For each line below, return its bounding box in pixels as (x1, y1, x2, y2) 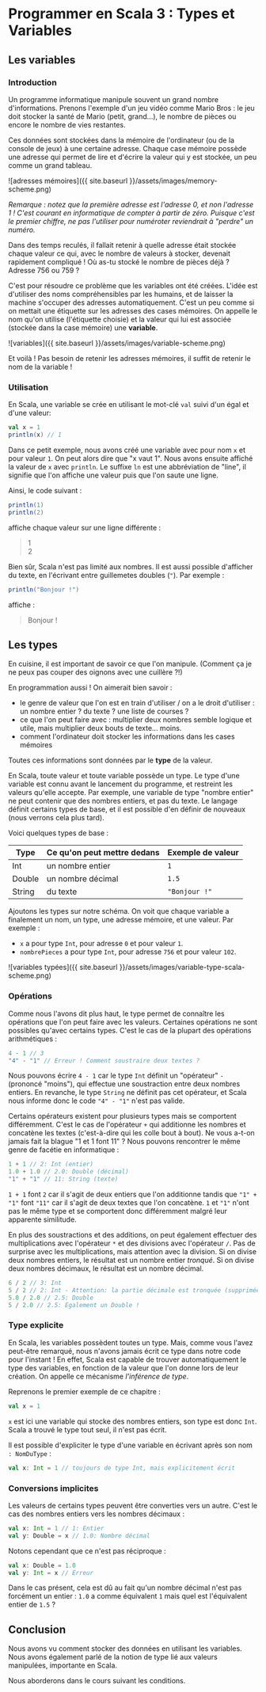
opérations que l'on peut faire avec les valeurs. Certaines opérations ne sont (8, 1017, 258, 1026)
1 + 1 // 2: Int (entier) (8, 1161, 93, 1169)
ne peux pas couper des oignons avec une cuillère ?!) (8, 667, 184, 677)
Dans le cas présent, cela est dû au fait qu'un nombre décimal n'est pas (8, 1583, 242, 1592)
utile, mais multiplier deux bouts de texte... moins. (19, 724, 182, 733)
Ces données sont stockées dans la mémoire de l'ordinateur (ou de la (8, 135, 235, 145)
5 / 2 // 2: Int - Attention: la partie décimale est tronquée (8, 1286, 222, 1295)
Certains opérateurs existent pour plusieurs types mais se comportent (8, 1112, 237, 1121)
